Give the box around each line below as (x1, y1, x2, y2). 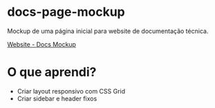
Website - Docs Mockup (7, 40, 76, 48)
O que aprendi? (7, 65, 97, 80)
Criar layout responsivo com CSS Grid (17, 87, 126, 95)
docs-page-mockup (7, 4, 126, 20)
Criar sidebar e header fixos (17, 94, 97, 102)
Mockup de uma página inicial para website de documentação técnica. (7, 27, 209, 35)
